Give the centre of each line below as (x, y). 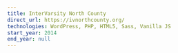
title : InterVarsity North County (57, 13)
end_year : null (29, 39)
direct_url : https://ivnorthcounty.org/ (66, 20)
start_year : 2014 (32, 33)
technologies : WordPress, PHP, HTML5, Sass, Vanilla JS (89, 26)
